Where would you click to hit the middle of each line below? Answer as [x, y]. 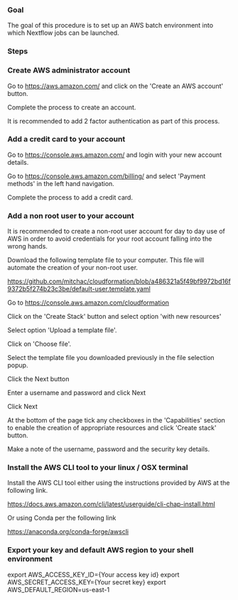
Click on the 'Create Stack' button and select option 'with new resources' [114, 317]
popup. [18, 365]
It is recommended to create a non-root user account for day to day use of [116, 231]
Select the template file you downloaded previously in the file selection [111, 358]
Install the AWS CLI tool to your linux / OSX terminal [98, 468]
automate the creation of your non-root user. [73, 268]
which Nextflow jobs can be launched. [63, 33]
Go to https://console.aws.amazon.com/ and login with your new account [115, 155]
